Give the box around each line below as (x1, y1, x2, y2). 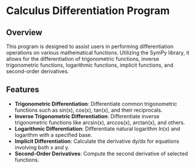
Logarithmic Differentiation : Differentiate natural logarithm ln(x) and (14, 125, 180, 132)
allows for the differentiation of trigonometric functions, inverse (6, 56, 160, 62)
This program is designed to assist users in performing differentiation (6, 43, 174, 50)
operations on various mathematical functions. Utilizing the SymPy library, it (6, 49, 190, 56)
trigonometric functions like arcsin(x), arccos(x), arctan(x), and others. (14, 119, 186, 126)
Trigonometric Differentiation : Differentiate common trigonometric (14, 100, 177, 107)
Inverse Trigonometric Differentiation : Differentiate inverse (14, 112, 160, 119)
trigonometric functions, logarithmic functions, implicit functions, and (6, 61, 174, 68)
